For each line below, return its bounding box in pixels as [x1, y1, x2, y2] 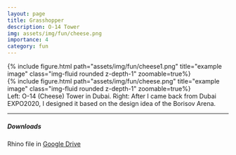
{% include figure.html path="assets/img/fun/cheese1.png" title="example [7, 62, 223, 70]
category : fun [7, 43, 49, 50]
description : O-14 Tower [7, 23, 80, 30]
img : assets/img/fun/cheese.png [7, 29, 102, 37]
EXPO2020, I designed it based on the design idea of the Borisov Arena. [7, 100, 216, 107]
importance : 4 [7, 36, 49, 43]
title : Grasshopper [7, 17, 65, 24]
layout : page [7, 10, 46, 18]
